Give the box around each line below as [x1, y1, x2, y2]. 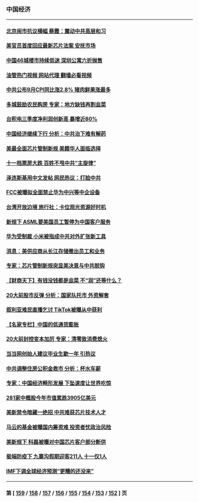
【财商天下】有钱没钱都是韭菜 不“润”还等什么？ [6, 277, 123, 284]
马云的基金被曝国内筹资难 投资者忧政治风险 [6, 423, 111, 430]
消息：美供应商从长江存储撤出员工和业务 [6, 247, 105, 254]
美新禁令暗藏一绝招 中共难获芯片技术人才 [6, 409, 107, 416]
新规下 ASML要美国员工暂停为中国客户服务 [6, 218, 111, 225]
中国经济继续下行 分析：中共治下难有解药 [6, 130, 107, 138]
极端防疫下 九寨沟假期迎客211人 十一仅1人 [6, 453, 107, 460]
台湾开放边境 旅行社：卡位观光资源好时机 [6, 203, 107, 211]
